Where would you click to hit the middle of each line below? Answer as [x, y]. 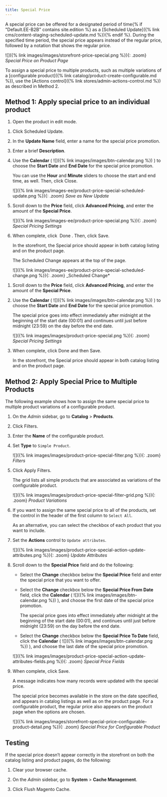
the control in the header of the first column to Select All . [72, 516]
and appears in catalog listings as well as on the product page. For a [83, 701]
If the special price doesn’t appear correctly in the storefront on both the [80, 755]
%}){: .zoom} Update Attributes [75, 555]
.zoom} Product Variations [40, 501]
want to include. [29, 531]
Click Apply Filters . [32, 470]
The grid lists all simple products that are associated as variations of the [86, 480]
